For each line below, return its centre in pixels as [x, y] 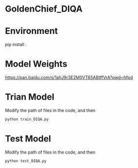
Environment [32, 31]
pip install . [16, 45]
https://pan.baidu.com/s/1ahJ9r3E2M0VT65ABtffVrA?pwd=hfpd [69, 77]
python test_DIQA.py [26, 161]
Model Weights [36, 64]
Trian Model [30, 97]
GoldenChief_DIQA [44, 9]
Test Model [28, 139]
